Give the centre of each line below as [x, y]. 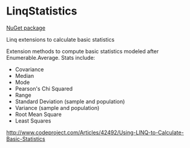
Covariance [29, 69]
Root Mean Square [38, 114]
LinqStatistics [42, 11]
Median [25, 76]
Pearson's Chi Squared [44, 88]
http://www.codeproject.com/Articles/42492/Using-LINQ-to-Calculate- [95, 132]
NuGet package [26, 28]
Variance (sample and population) [57, 108]
